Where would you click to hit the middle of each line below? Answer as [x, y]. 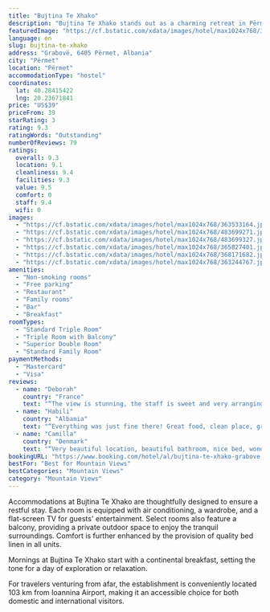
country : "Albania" [55, 419]
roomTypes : [27, 322]
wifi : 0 [29, 210]
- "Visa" [30, 374]
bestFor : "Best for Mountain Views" [70, 464]
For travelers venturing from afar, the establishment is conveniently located [133, 584]
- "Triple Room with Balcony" [66, 337]
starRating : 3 [32, 120]
